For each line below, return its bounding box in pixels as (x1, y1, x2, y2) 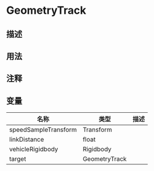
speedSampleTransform (9, 125, 77, 134)
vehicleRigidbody (9, 145, 58, 154)
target (9, 155, 26, 163)
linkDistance (9, 136, 45, 144)
